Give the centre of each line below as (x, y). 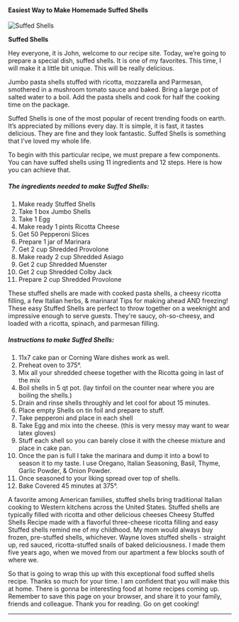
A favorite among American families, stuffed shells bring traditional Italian (115, 500)
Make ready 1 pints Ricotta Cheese (69, 227)
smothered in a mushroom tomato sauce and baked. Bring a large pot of (113, 89)
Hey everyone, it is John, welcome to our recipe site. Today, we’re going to (117, 53)
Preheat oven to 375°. (50, 365)
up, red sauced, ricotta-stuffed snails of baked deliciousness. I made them (117, 545)
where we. (23, 560)
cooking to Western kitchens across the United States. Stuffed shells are (114, 507)
